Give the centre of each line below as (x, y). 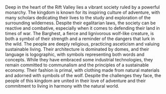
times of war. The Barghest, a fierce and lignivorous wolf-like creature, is (80, 33)
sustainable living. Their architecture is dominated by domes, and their (77, 49)
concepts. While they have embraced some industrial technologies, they (79, 60)
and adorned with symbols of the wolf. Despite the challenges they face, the (83, 75)
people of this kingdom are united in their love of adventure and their (76, 81)
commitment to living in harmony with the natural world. (62, 86)
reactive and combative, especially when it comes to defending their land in (83, 28)
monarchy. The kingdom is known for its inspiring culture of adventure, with (83, 12)
